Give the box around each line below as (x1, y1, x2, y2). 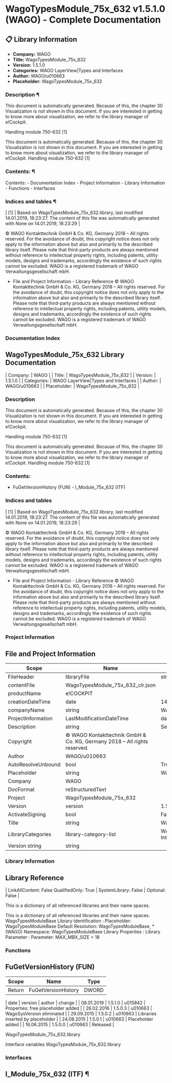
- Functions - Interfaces (5, 185, 55, 191)
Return (8, 986, 24, 993)
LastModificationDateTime (66, 715, 129, 722)
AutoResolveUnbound (8, 761, 61, 768)
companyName (8, 707, 45, 714)
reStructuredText (66, 786, 106, 793)
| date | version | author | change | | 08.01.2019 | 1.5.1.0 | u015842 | (5, 1000, 146, 1006)
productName (8, 690, 41, 697)
